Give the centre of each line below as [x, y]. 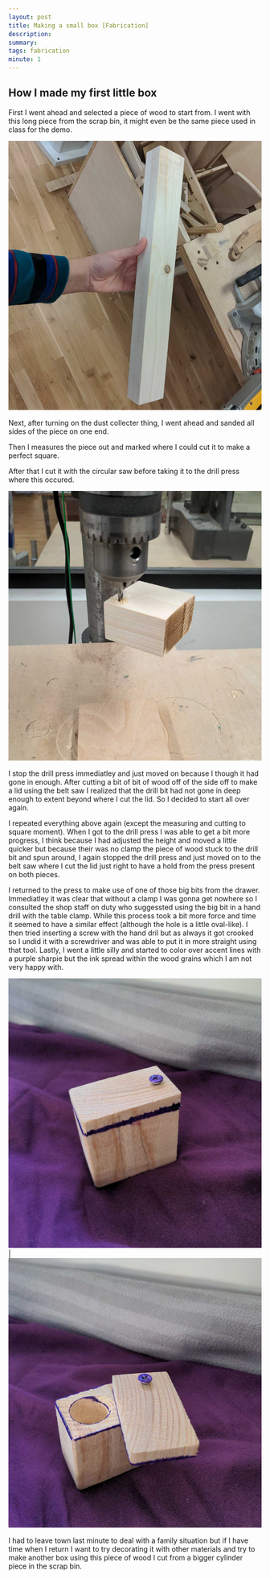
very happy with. [36, 967]
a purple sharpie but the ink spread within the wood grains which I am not [130, 959]
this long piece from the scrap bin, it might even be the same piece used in [132, 121]
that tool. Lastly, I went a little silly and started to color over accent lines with [135, 950]
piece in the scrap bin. [45, 1566]
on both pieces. [34, 875]
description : [30, 34]
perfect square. [34, 456]
